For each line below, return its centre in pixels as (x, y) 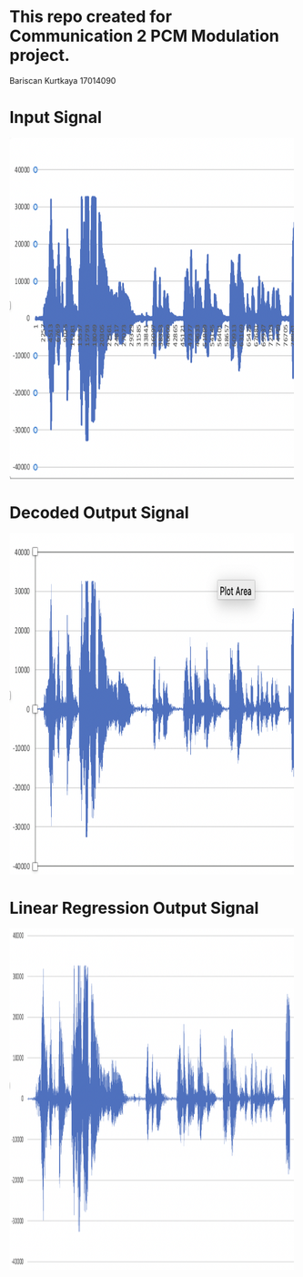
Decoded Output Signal (99, 513)
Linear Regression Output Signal (134, 908)
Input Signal (56, 118)
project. (40, 56)
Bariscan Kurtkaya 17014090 (63, 80)
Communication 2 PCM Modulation (144, 36)
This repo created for (91, 17)
